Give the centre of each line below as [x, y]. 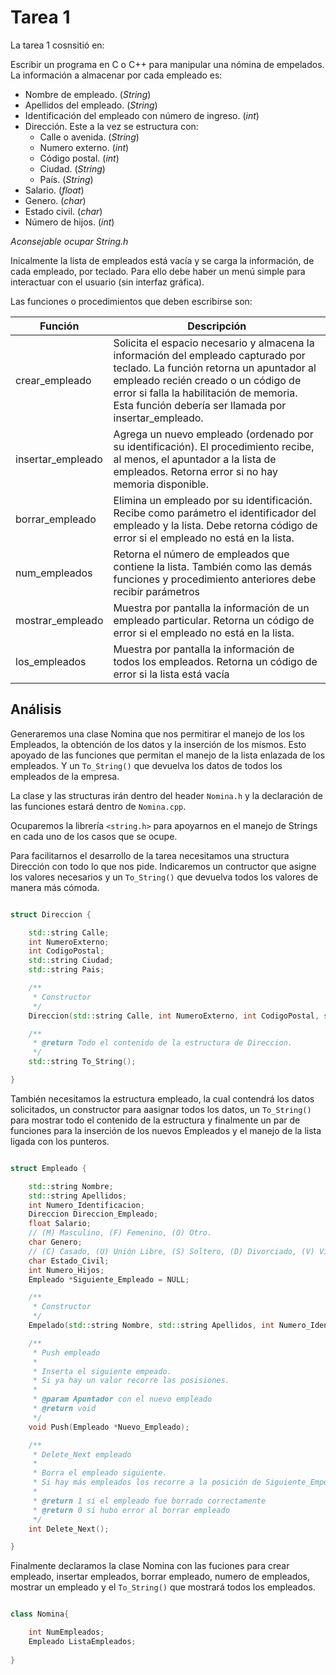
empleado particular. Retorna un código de [214, 620]
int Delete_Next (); [69, 1529]
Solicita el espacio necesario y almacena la [214, 343]
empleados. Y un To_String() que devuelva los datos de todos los [146, 765]
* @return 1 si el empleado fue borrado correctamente [149, 1501]
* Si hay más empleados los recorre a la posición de [147, 1482]
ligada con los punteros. [60, 1141]
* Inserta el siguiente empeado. [102, 1371]
